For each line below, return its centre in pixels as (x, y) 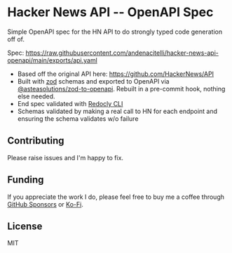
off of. (16, 39)
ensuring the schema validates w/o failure (78, 118)
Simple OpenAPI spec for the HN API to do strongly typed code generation (115, 32)
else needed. (36, 96)
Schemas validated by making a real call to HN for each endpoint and (117, 111)
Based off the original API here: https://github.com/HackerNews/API (116, 74)
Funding (26, 180)
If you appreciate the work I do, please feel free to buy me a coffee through (116, 197)
